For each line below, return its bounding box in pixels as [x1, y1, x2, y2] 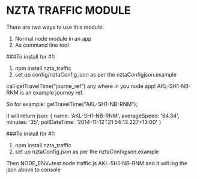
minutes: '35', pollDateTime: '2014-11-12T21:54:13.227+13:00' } [6, 118, 162, 126]
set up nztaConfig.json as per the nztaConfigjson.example [14, 148, 159, 155]
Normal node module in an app [14, 35, 92, 42]
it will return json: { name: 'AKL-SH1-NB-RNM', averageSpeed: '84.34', [6, 112, 180, 119]
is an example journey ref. [20, 89, 84, 96]
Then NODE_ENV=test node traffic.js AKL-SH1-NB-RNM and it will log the [6, 159, 188, 166]
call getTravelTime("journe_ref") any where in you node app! [6, 82, 156, 90]
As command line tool [14, 41, 69, 48]
